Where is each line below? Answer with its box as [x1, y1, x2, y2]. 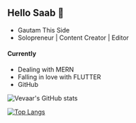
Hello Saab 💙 [7, 7, 64, 19]
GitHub [17, 81, 39, 89]
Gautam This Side [17, 25, 70, 34]
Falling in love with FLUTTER [17, 73, 101, 81]
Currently [7, 49, 37, 58]
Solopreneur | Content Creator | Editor [17, 33, 130, 42]
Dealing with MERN [17, 65, 74, 74]
